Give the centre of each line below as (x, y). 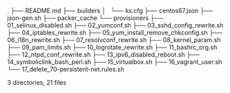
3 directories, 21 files (37, 82)
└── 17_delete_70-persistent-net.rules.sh (66, 69)
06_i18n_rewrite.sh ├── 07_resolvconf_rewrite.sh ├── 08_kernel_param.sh (114, 40)
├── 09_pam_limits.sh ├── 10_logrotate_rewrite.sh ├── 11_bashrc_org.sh (112, 47)
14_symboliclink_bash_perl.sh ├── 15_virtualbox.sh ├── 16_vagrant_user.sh (115, 62)
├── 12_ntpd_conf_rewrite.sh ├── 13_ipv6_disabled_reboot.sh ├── (104, 54)
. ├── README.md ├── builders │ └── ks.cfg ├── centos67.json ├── (110, 11)
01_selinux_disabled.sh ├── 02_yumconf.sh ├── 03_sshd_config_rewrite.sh (115, 25)
